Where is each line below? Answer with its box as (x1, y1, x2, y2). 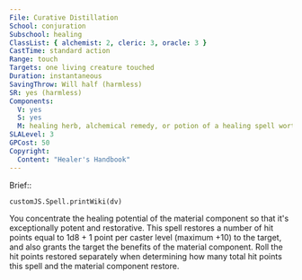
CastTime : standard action (9, 47, 111, 56)
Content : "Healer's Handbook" (17, 154, 130, 164)
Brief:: (9, 179, 32, 190)
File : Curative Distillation (9, 13, 119, 22)
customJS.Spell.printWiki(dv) (9, 197, 123, 206)
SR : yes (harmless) (9, 88, 83, 97)
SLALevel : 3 (9, 130, 54, 139)
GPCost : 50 (9, 138, 50, 147)
